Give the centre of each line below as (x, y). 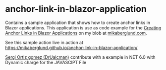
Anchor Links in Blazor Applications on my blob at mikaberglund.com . (76, 33)
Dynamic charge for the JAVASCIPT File (46, 62)
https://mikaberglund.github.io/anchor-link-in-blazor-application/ (71, 47)
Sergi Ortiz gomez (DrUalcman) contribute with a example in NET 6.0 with (80, 57)
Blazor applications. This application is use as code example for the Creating (83, 27)
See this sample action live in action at (44, 42)
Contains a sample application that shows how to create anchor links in (78, 23)
